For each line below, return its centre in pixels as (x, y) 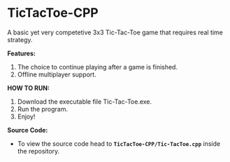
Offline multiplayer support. (57, 74)
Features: (22, 53)
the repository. (38, 151)
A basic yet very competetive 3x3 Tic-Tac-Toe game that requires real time (115, 32)
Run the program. (43, 109)
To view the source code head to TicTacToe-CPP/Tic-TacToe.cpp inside (119, 143)
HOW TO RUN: (29, 88)
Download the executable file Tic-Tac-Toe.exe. (85, 101)
